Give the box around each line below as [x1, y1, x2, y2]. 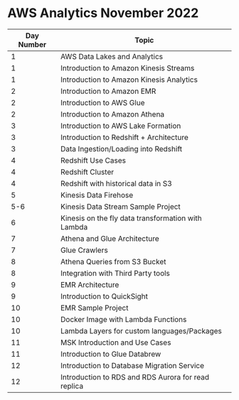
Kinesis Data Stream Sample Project [60, 201, 181, 211]
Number [18, 39, 47, 49]
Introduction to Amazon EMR [60, 86, 156, 96]
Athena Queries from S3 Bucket [60, 256, 166, 266]
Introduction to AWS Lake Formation [60, 121, 181, 131]
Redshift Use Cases [60, 155, 127, 165]
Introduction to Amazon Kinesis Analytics [60, 75, 198, 85]
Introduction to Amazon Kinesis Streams [60, 63, 195, 72]
